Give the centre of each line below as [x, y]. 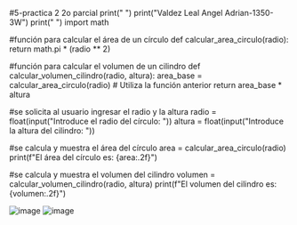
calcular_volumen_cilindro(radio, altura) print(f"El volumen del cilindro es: [143, 184]
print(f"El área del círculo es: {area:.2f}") [84, 157]
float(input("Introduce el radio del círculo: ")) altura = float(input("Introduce [147, 121]
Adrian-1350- [249, 13]
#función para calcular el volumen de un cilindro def [105, 66]
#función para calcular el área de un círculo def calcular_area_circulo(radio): [149, 40]
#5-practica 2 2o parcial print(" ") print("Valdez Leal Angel [116, 13]
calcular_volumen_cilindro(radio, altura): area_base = [106, 76]
